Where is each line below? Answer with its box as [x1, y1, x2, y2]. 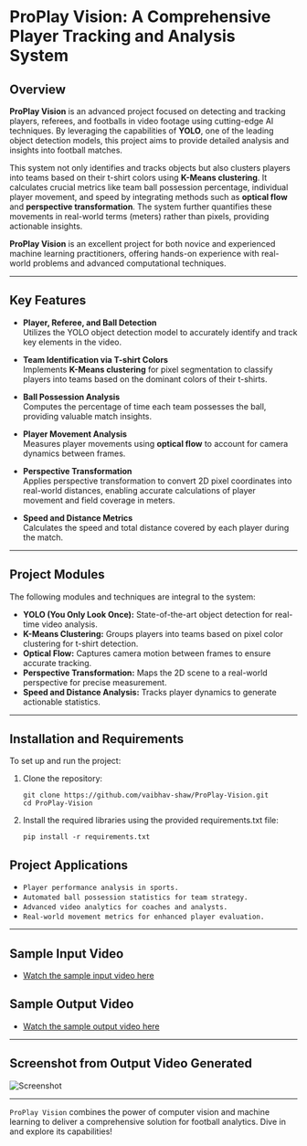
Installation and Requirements [9, 731, 185, 747]
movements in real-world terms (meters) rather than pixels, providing [9, 211, 270, 221]
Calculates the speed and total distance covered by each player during [22, 522, 290, 533]
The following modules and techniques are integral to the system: [9, 591, 256, 602]
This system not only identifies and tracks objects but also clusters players [9, 163, 291, 173]
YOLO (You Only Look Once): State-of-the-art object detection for [22, 609, 273, 620]
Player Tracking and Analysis [9, 26, 236, 47]
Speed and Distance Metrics [22, 512, 133, 523]
